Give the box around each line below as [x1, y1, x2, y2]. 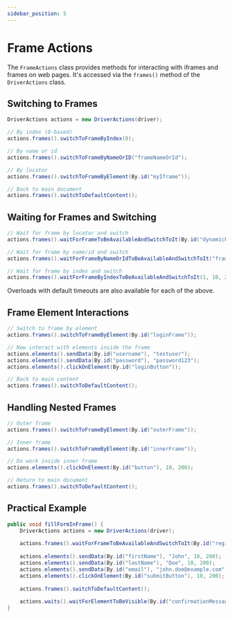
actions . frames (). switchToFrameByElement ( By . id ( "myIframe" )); [7, 173, 191, 180]
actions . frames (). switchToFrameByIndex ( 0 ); [7, 135, 135, 142]
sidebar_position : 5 [7, 10, 67, 17]
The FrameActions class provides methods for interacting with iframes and [7, 63, 218, 71]
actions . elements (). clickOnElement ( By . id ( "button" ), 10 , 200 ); [7, 464, 194, 472]
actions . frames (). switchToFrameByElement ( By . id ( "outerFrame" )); [7, 426, 197, 434]
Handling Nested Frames [7, 402, 116, 413]
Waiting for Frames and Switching [7, 211, 157, 223]
